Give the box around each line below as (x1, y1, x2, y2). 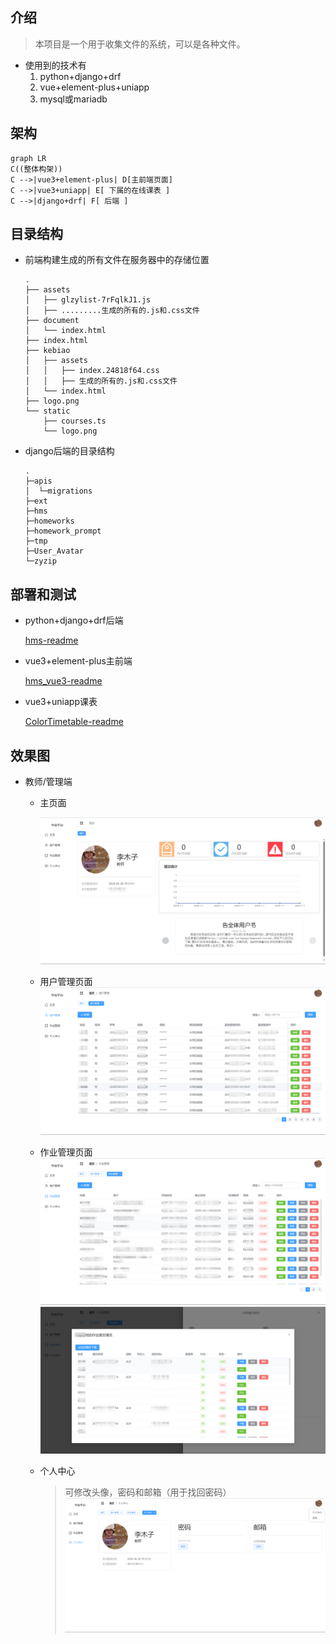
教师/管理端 (24, 776, 73, 788)
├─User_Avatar (24, 546, 84, 557)
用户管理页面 (39, 976, 93, 988)
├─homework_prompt (24, 526, 102, 537)
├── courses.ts (43, 416, 107, 427)
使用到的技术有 (24, 59, 87, 71)
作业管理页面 (39, 1146, 93, 1158)
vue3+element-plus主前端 (24, 655, 133, 667)
